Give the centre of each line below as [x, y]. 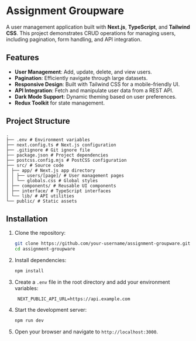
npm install [29, 271]
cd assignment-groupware [45, 249]
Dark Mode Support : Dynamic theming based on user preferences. [95, 96]
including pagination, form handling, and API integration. [74, 39]
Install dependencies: [40, 260]
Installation [27, 219]
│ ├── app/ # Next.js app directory [51, 170]
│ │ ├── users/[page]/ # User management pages [65, 175]
